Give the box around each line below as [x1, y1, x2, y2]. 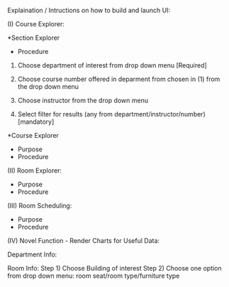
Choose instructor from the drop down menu [17, 96, 149, 104]
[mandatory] [17, 117, 55, 126]
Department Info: [7, 250, 57, 259]
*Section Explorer [7, 33, 60, 42]
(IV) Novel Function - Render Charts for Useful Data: [7, 237, 160, 244]
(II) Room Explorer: [7, 166, 62, 175]
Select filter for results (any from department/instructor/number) [17, 110, 206, 118]
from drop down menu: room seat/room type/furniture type [7, 271, 180, 280]
